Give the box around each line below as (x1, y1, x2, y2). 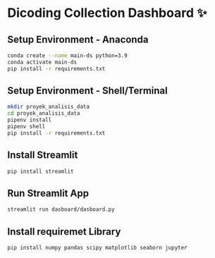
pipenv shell (7, 123, 46, 130)
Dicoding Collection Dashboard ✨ (7, 5, 207, 21)
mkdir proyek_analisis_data (7, 104, 90, 111)
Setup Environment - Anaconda (7, 33, 149, 45)
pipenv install (7, 116, 52, 124)
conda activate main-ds (7, 59, 78, 66)
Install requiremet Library (7, 226, 121, 238)
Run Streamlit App (7, 187, 90, 199)
